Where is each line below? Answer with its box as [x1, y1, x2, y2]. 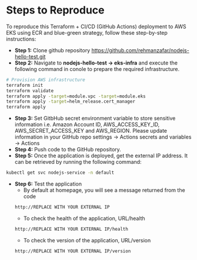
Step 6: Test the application [14, 180, 82, 188]
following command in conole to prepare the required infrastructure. [14, 65, 180, 72]
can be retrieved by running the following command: [14, 158, 142, 166]
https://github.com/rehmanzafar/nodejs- [91, 46, 189, 53]
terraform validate [6, 87, 54, 94]
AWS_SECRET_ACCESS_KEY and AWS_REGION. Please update [14, 127, 168, 134]
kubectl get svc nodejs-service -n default [6, 170, 115, 176]
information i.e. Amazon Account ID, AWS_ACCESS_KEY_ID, [14, 121, 160, 128]
